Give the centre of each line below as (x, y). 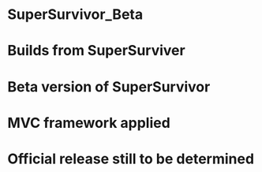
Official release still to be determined (131, 159)
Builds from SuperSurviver (97, 51)
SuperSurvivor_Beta (75, 15)
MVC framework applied (89, 123)
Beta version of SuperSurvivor (109, 86)
